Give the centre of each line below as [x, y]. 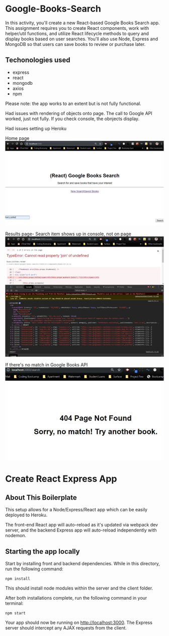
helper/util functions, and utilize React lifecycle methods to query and [77, 33]
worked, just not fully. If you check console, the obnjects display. [72, 119]
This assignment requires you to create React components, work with [77, 28]
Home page [17, 138]
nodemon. [16, 536]
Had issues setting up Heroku [36, 128]
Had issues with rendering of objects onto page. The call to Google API [79, 113]
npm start [16, 613]
